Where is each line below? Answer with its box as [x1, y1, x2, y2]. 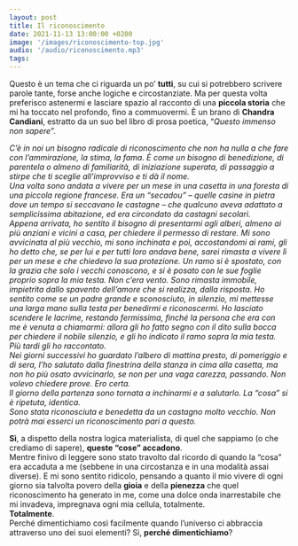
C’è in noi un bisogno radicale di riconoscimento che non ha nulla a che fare [9, 143, 289, 153]
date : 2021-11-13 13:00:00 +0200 [9, 29, 133, 38]
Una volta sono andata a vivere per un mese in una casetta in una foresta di [9, 181, 289, 191]
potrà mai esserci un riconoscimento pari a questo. [9, 416, 197, 426]
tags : [9, 54, 29, 63]
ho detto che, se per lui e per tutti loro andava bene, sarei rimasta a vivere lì [9, 246, 287, 257]
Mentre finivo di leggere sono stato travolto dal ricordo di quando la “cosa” [9, 452, 282, 462]
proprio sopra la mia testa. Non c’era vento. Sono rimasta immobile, [9, 275, 258, 285]
